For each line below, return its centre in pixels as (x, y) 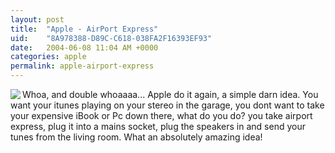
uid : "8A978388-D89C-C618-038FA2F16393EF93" (111, 38)
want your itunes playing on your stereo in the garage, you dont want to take (167, 105)
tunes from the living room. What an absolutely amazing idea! (136, 137)
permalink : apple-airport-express (82, 66)
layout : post (37, 19)
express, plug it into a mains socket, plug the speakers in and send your (158, 126)
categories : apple (48, 57)
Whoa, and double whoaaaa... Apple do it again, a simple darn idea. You (170, 94)
